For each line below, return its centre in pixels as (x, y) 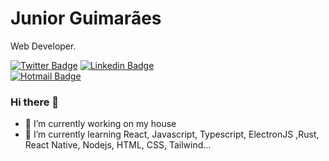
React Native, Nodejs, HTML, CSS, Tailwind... (118, 145)
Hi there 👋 (35, 102)
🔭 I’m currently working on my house (100, 124)
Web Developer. (43, 46)
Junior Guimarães (86, 18)
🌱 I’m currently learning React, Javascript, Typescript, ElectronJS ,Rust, (172, 134)
